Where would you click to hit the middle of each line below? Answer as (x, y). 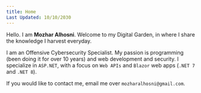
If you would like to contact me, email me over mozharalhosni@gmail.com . (96, 83)
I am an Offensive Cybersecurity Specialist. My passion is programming (95, 52)
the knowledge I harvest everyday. (49, 41)
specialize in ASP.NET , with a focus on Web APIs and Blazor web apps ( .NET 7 (101, 65)
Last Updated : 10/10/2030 (39, 17)
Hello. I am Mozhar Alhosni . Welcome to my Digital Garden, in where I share (101, 34)
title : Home (21, 12)
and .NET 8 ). (22, 71)
